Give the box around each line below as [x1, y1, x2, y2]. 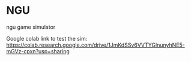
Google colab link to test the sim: [6, 35, 88, 42]
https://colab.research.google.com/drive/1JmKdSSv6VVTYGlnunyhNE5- [6, 41, 185, 48]
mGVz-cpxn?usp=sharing [6, 47, 70, 54]
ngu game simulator [6, 23, 56, 30]
